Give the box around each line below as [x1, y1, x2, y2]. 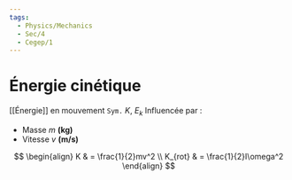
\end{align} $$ [122, 160, 175, 171]
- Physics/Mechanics [17, 21, 93, 30]
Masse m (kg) [21, 124, 73, 135]
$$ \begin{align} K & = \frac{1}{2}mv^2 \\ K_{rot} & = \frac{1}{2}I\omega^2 [13, 151, 284, 161]
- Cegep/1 [17, 37, 53, 47]
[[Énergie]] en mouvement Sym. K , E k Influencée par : [9, 106, 203, 118]
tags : [9, 12, 29, 22]
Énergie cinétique [9, 76, 142, 96]
